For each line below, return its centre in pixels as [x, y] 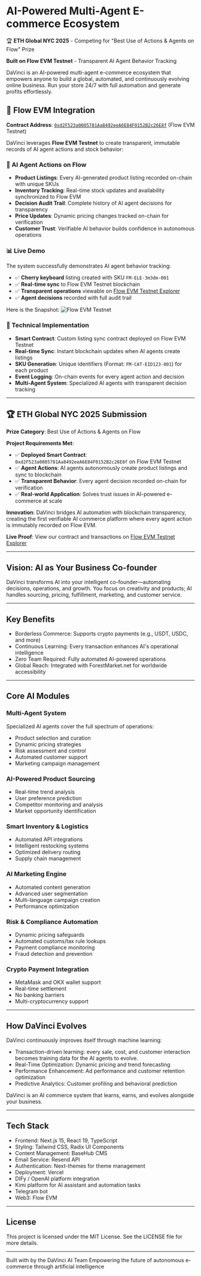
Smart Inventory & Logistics [47, 826]
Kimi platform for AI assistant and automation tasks [78, 1185]
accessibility [30, 672]
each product [31, 370]
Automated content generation [53, 887]
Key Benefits [31, 619]
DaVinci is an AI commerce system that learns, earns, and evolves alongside [100, 1095]
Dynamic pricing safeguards [50, 934]
